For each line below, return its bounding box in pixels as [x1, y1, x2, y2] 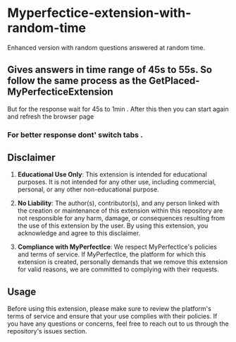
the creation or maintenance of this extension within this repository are [17, 206, 223, 215]
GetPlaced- [149, 75, 200, 87]
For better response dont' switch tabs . [7, 129, 143, 139]
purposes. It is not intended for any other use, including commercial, [17, 178, 216, 187]
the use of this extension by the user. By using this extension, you [17, 221, 209, 230]
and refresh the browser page [7, 112, 94, 121]
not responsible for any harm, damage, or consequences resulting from [17, 214, 225, 223]
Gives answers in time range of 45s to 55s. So [7, 64, 213, 76]
